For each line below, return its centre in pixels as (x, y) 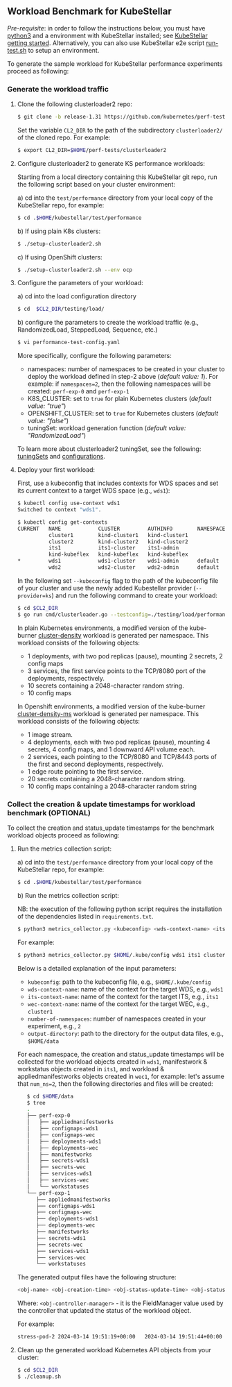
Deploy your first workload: (56, 470)
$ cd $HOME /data (50, 1096)
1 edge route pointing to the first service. (86, 771)
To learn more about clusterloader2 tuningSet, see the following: (109, 449)
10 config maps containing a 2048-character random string (112, 786)
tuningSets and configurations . (61, 457)
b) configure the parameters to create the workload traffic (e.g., (108, 323)
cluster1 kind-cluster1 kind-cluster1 (118, 535)
